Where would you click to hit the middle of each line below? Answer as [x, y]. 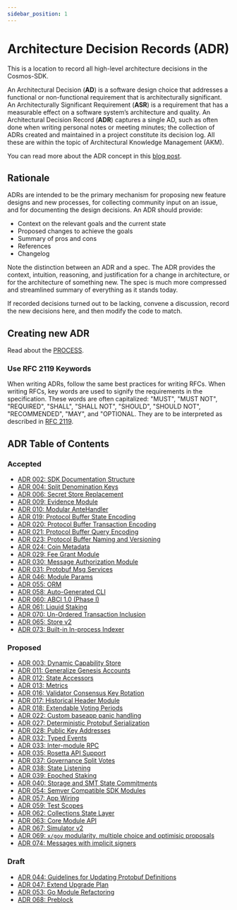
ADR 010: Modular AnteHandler [63, 509]
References [34, 246]
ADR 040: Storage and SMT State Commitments [87, 783]
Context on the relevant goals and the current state [92, 224]
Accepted [25, 463]
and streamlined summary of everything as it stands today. [93, 290]
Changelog [34, 254]
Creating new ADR [48, 333]
